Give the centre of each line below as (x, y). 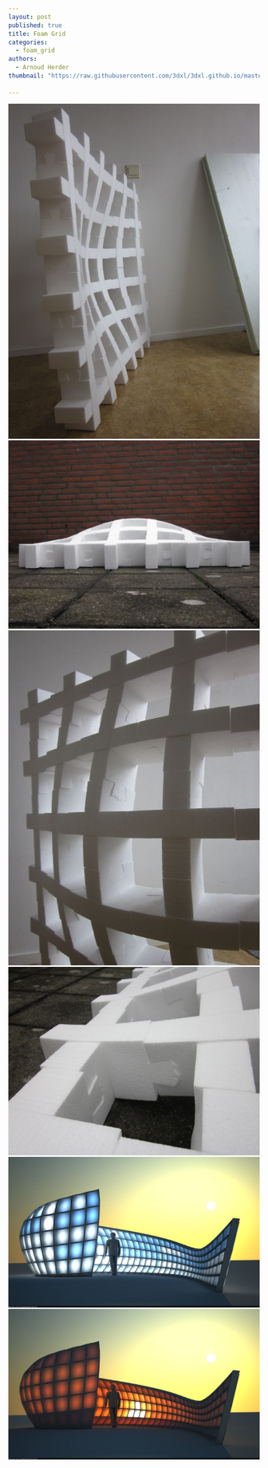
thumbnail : (26, 76)
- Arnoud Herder (42, 68)
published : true (35, 25)
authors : (23, 59)
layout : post (30, 17)
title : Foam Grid (37, 34)
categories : (28, 42)
